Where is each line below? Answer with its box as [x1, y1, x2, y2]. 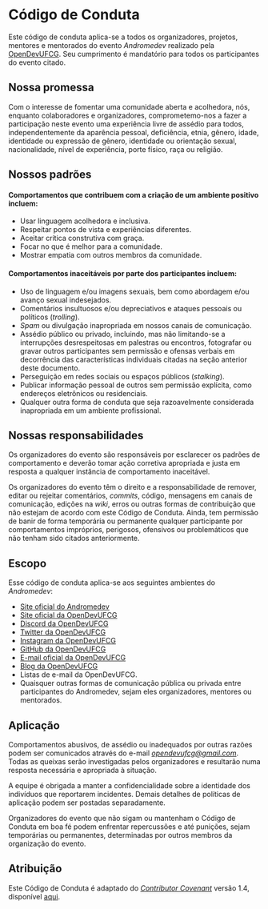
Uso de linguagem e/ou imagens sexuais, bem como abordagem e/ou [19, 286, 250, 296]
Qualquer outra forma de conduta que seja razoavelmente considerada [19, 397, 254, 406]
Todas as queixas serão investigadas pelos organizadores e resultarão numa [8, 756, 262, 766]
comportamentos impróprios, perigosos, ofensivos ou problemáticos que [8, 525, 250, 535]
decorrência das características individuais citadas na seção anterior [19, 354, 248, 364]
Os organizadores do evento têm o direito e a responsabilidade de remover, [8, 483, 257, 492]
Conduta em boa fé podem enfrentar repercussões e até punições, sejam [8, 822, 250, 831]
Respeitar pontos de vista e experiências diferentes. [19, 225, 192, 234]
